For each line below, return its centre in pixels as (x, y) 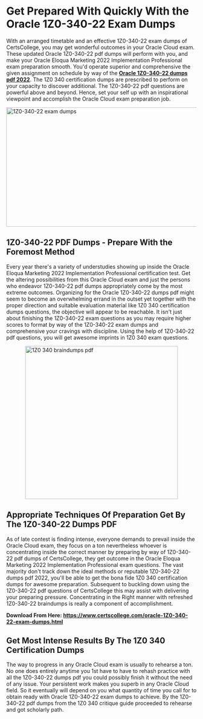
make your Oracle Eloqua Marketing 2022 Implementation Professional (94, 60)
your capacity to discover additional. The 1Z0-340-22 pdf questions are (95, 85)
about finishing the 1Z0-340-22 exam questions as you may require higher (99, 318)
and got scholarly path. (35, 710)
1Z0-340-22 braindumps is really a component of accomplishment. (90, 603)
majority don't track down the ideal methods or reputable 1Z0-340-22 (93, 571)
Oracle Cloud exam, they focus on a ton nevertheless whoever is (87, 545)
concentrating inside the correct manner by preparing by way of (86, 552)
